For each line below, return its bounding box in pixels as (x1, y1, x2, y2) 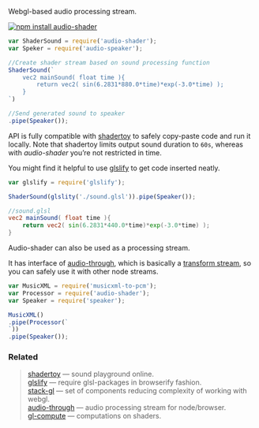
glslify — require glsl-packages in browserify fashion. (27, 378, 202, 387)
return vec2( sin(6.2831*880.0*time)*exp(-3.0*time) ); (36, 80, 224, 89)
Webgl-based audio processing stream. (8, 7, 137, 16)
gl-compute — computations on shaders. (27, 411, 162, 421)
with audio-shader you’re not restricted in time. (8, 147, 162, 157)
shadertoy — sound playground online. (27, 370, 154, 379)
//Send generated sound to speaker (8, 110, 126, 117)
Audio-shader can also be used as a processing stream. (8, 244, 190, 252)
